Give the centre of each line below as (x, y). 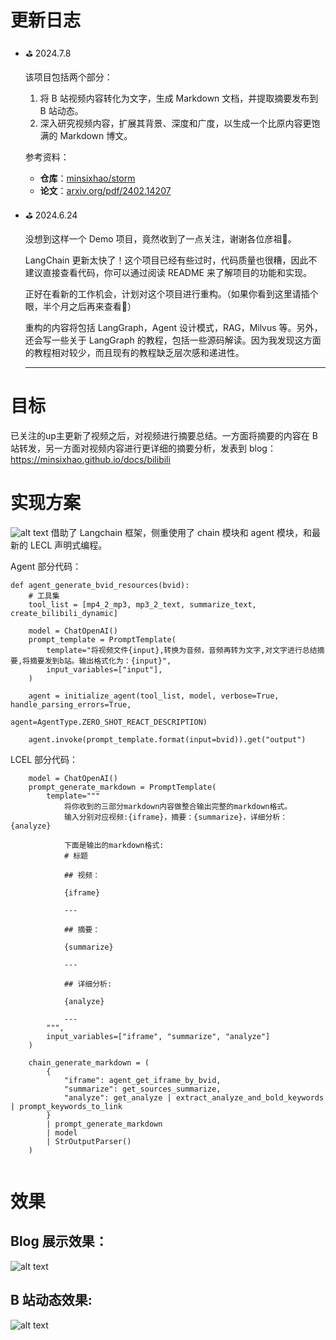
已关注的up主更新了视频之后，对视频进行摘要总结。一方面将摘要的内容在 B (164, 435)
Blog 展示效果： (59, 1241)
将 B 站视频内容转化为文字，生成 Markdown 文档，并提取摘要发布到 (179, 98)
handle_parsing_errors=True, (71, 704)
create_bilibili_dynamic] (64, 613)
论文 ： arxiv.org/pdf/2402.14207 (105, 190)
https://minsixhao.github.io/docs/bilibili (90, 459)
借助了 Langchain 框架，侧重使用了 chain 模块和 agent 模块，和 (181, 532)
